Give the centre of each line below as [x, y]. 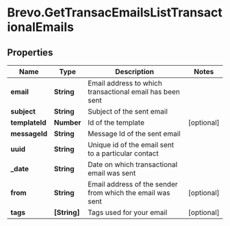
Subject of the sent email [128, 111]
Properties [30, 52]
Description [135, 72]
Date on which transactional [133, 164]
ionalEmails [40, 27]
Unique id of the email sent [131, 145]
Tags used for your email [128, 212]
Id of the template [116, 123]
